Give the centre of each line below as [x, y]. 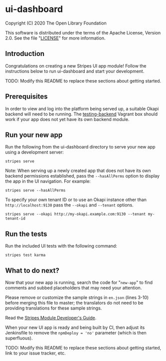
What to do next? [32, 270]
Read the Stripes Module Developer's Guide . [51, 318]
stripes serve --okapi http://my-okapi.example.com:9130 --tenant [76, 214]
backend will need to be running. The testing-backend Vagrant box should [82, 114]
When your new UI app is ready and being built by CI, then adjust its [75, 327]
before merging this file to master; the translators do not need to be [74, 303]
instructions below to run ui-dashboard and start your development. [75, 71]
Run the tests [26, 234]
